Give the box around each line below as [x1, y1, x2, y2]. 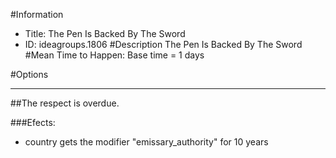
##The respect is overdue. [10, 97, 120, 109]
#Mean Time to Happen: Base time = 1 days [24, 49, 205, 61]
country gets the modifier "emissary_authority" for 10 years [24, 136, 269, 148]
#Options [10, 69, 49, 80]
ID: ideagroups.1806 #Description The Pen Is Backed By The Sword [24, 39, 303, 50]
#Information [10, 9, 64, 20]
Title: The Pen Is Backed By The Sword [24, 28, 186, 39]
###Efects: [10, 117, 56, 128]
